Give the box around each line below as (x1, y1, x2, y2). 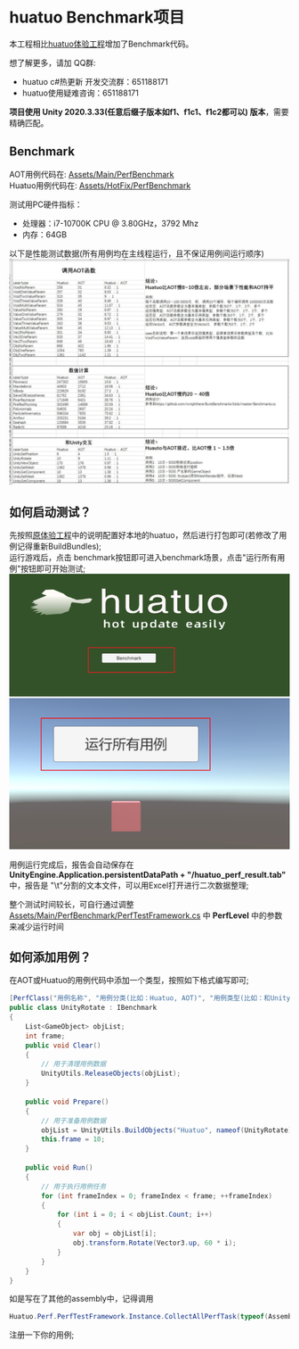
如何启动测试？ (9, 504, 92, 519)
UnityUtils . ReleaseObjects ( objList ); (41, 1069, 181, 1079)
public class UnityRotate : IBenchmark (9, 1004, 158, 1013)
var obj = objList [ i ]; (72, 1229, 158, 1238)
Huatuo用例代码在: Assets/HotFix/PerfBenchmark (9, 179, 191, 191)
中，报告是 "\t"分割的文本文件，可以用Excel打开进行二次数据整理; (9, 880, 249, 890)
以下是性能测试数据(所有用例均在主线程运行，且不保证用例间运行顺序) (9, 248, 265, 259)
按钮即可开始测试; (20, 563, 86, 575)
